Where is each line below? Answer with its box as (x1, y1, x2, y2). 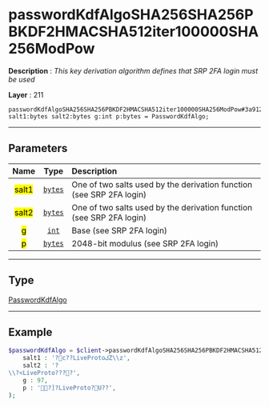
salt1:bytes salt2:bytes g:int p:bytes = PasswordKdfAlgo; (8, 112, 210, 121)
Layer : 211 (8, 90, 44, 99)
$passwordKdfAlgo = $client (8, 346, 102, 355)
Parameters (8, 142, 68, 155)
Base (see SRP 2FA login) (71, 225, 168, 236)
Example (8, 325, 53, 339)
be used (8, 74, 35, 84)
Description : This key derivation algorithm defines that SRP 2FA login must (8, 66, 259, 75)
